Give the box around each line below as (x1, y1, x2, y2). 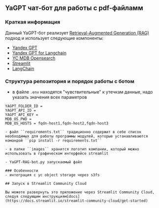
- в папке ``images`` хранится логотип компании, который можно (5, 147, 139, 151)
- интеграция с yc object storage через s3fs (5, 172, 100, 178)
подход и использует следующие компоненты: (5, 35, 104, 41)
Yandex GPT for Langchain (12, 50, 67, 56)
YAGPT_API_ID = (5, 108, 36, 113)
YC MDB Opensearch (12, 55, 55, 61)
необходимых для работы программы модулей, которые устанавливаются (5, 134, 148, 139)
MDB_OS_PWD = (5, 117, 32, 121)
